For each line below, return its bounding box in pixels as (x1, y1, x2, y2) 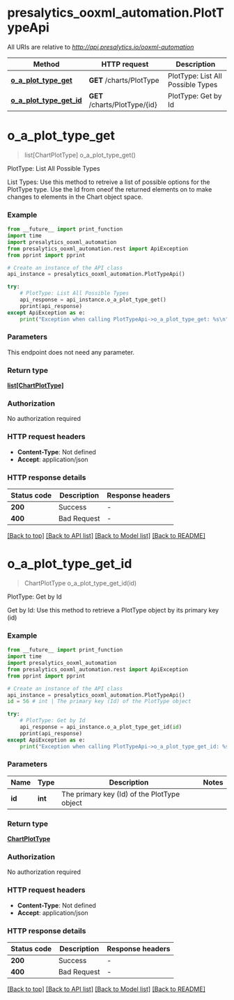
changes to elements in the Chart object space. (7, 192, 143, 201)
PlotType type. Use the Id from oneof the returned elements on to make (7, 185, 212, 193)
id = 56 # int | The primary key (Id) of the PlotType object (7, 698, 192, 705)
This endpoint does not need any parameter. (7, 348, 134, 356)
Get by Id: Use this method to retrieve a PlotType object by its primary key (7, 606, 219, 614)
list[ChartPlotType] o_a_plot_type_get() (24, 151, 136, 159)
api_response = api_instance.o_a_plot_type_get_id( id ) (19, 723, 182, 731)
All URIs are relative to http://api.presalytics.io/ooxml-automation (7, 43, 194, 51)
